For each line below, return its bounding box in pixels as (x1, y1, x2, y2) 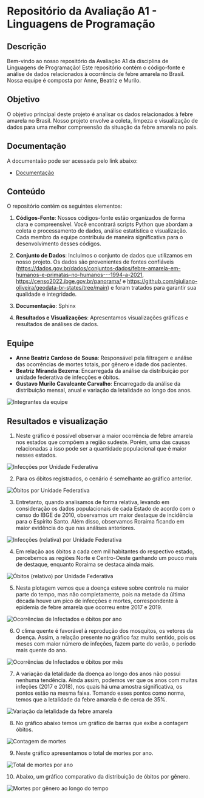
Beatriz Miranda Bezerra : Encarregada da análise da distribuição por (15, 367, 189, 375)
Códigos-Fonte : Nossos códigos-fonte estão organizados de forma (15, 214, 186, 222)
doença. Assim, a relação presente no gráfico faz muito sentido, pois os (15, 633, 196, 641)
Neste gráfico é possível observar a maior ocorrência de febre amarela (15, 432, 193, 440)
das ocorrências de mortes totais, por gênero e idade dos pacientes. (15, 361, 188, 368)
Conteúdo (7, 186, 46, 197)
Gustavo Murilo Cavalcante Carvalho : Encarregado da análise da (15, 380, 181, 387)
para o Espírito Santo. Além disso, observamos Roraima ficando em (15, 518, 185, 525)
